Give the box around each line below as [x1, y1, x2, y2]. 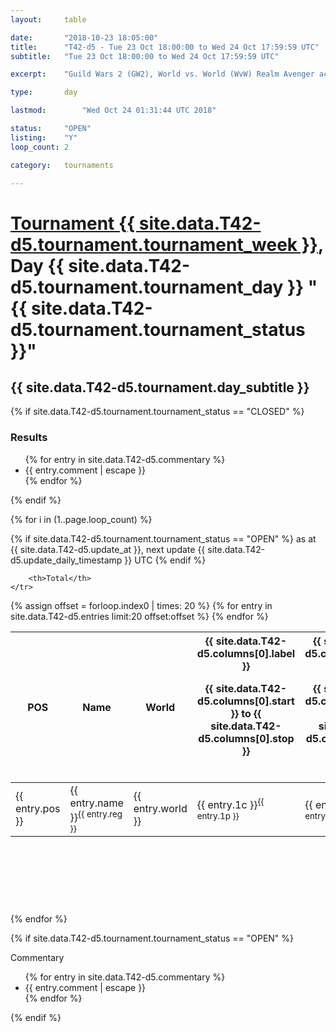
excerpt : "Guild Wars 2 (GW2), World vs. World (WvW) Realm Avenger [10, 69, 315, 80]
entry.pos [15, 802, 61, 816]
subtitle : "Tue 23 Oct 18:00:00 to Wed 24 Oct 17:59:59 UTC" [10, 51, 280, 61]
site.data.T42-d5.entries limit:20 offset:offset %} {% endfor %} [10, 610, 269, 622]
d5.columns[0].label [196, 646, 296, 660]
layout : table [10, 14, 87, 25]
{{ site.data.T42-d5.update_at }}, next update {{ [10, 543, 206, 555]
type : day [10, 87, 78, 98]
